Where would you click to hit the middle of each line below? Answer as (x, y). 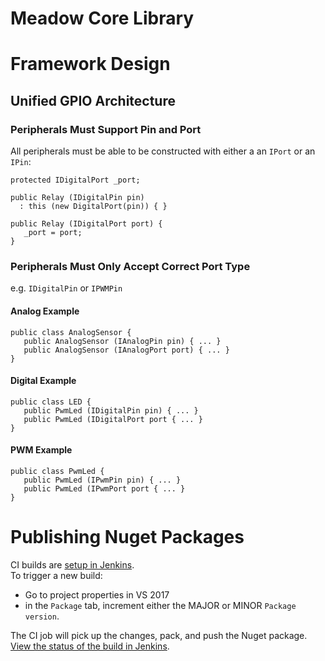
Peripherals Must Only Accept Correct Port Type (130, 266)
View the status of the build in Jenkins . (90, 646)
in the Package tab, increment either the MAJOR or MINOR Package (160, 605)
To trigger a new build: (56, 575)
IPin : (21, 162)
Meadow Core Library (102, 18)
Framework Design (90, 64)
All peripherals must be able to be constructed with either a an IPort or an (163, 151)
